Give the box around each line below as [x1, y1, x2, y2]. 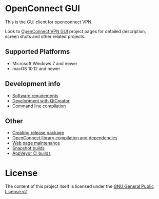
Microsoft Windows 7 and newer [12, 60, 78, 66]
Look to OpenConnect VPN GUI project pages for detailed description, [5, 28, 146, 34]
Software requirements [12, 93, 59, 99]
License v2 [5, 189, 27, 195]
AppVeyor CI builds [12, 150, 51, 156]
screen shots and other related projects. [5, 33, 86, 39]
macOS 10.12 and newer [12, 66, 60, 71]
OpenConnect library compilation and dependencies [12, 135, 118, 141]
